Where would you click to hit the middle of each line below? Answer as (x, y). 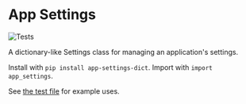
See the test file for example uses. (64, 91)
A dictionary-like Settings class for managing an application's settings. (123, 52)
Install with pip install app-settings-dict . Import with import (110, 67)
